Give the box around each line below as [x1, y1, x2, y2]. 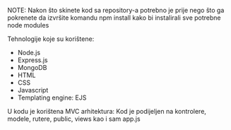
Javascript [17, 86, 49, 94]
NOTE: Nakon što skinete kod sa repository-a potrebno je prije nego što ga [7, 6, 225, 14]
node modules [7, 21, 49, 29]
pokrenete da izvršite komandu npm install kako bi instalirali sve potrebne [7, 13, 221, 22]
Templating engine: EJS [17, 93, 87, 102]
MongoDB [17, 64, 47, 71]
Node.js [17, 49, 41, 57]
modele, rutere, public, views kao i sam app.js [7, 114, 141, 123]
